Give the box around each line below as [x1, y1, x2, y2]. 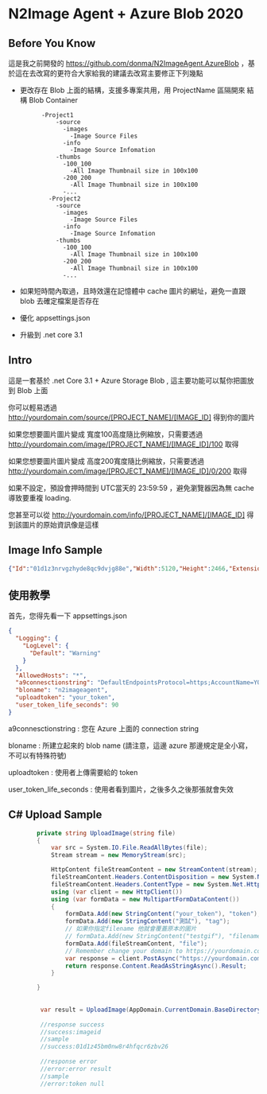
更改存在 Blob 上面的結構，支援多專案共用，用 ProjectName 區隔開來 [19, 85, 246, 95]
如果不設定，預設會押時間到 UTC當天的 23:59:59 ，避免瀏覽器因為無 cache [8, 483, 254, 492]
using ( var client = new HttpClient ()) [50, 888, 183, 896]
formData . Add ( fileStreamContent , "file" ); [64, 940, 208, 948]
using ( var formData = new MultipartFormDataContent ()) [50, 895, 240, 903]
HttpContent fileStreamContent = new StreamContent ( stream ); [50, 866, 258, 874]
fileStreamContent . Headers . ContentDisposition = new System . [50, 873, 258, 881]
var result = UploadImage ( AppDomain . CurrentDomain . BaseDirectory [40, 1006, 261, 1014]
